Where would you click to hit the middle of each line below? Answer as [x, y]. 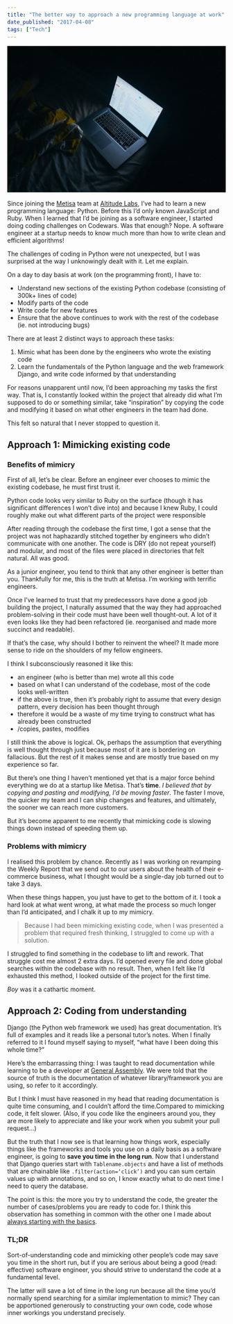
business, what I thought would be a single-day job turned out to [131, 876]
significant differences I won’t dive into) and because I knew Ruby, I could [112, 508]
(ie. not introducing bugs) [53, 325]
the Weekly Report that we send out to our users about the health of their [112, 869]
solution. [36, 940]
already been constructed [54, 722]
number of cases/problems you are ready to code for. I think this [99, 1207]
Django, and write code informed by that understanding [97, 374]
